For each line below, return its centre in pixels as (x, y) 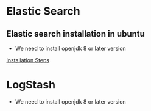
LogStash (31, 85)
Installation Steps (28, 60)
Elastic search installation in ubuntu (75, 34)
